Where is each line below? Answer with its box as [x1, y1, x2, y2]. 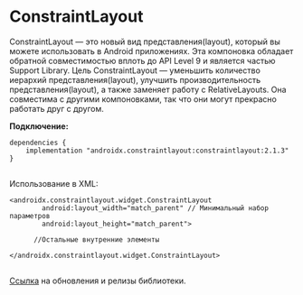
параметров [9, 211, 51, 220]
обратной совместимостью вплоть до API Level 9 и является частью [9, 55, 276, 66]
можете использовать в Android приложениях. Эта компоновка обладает [9, 45, 294, 56]
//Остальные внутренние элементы [33, 235, 160, 244]
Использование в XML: [9, 178, 99, 189]
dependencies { [9, 138, 67, 147]
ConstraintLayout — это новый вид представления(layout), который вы [9, 36, 280, 47]
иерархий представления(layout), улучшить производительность [9, 74, 261, 85]
